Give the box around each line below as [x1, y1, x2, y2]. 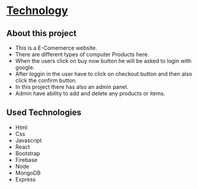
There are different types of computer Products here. [15, 51, 150, 58]
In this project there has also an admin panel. [15, 83, 128, 91]
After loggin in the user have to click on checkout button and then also [15, 70, 193, 77]
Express [15, 176, 36, 183]
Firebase [15, 156, 38, 163]
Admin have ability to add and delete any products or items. [15, 90, 166, 97]
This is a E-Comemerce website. [15, 44, 98, 51]
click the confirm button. [15, 77, 78, 84]
